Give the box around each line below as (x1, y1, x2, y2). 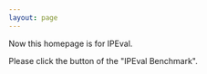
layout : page (8, 13, 58, 23)
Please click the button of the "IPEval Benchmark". (8, 55, 198, 66)
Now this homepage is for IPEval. (8, 38, 133, 49)
